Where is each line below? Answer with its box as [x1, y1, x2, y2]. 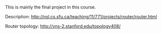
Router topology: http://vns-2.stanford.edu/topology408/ [5, 23, 121, 29]
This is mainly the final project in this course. [5, 4, 96, 10]
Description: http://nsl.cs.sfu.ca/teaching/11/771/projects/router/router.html [5, 14, 157, 19]
